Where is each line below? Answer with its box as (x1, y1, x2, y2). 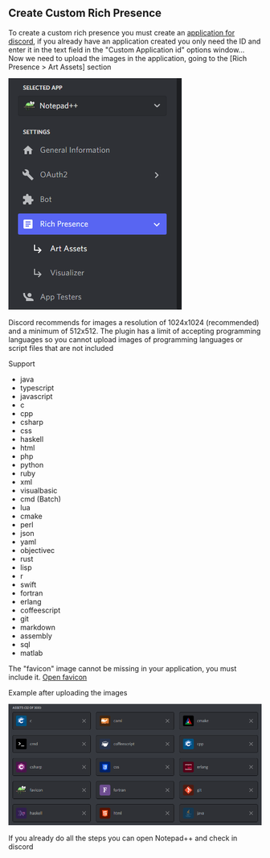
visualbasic (19, 485, 58, 495)
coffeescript (19, 605, 61, 615)
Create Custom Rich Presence (8, 6, 162, 20)
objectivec (19, 545, 55, 555)
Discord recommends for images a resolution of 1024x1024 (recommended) (8, 317, 260, 327)
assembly (19, 631, 52, 641)
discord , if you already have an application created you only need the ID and (8, 36, 261, 46)
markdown (19, 622, 56, 632)
